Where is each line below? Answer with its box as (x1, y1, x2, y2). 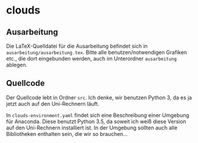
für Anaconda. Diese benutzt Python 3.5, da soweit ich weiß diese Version (6, 118, 186, 125)
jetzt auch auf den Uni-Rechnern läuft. (6, 100, 99, 107)
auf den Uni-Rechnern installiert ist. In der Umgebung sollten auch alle (6, 124, 178, 131)
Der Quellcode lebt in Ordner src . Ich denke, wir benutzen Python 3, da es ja (6, 94, 192, 101)
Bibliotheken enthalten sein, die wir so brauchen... (6, 130, 128, 137)
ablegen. (6, 61, 28, 68)
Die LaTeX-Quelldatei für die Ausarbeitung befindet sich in (6, 42, 148, 49)
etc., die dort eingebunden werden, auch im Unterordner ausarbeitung (6, 55, 177, 62)
